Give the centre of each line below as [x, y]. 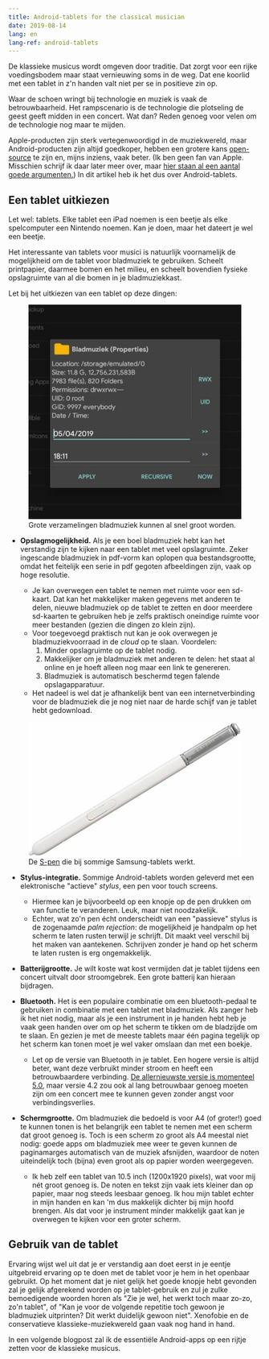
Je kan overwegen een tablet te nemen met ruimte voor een [131, 590]
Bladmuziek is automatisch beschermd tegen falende [132, 676]
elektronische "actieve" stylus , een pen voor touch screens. [119, 885]
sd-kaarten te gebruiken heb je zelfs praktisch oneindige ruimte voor [145, 616]
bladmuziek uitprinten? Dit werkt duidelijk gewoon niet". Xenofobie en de [128, 1315]
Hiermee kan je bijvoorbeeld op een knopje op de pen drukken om [141, 901]
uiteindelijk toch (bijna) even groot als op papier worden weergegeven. [137, 1161]
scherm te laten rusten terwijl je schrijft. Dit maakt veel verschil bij [141, 935]
